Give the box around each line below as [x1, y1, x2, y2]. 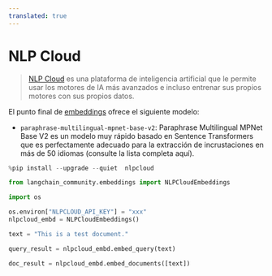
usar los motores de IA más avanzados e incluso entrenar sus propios [28, 82, 262, 92]
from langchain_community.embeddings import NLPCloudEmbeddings [8, 179, 231, 187]
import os [8, 193, 42, 201]
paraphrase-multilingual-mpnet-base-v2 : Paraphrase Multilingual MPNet [19, 123, 263, 132]
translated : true [8, 11, 67, 20]
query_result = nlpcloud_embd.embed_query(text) [8, 244, 176, 252]
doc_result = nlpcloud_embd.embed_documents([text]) [8, 259, 191, 268]
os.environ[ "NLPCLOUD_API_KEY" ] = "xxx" [8, 208, 148, 216]
